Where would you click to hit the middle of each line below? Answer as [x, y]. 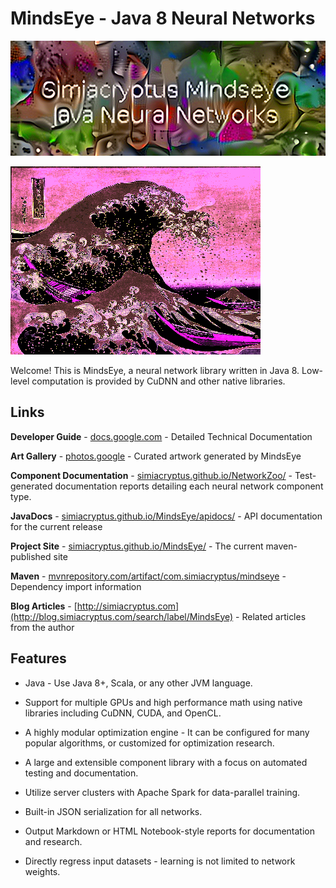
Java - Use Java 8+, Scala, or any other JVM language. [138, 683]
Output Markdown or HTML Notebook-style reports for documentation [169, 831]
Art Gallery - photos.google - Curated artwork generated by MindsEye [156, 456]
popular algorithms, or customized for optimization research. [149, 743]
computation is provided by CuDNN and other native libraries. [158, 381]
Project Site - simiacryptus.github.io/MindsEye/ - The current [137, 546]
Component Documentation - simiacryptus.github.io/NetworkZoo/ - [151, 475]
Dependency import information [76, 586]
